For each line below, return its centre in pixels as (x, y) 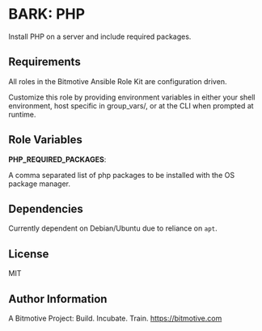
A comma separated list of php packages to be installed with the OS (122, 175)
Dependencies (46, 208)
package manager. (40, 184)
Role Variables (45, 140)
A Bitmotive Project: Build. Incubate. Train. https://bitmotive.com (115, 318)
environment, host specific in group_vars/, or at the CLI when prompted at (131, 105)
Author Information (58, 299)
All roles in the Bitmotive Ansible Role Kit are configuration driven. (118, 81)
